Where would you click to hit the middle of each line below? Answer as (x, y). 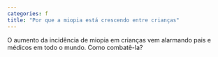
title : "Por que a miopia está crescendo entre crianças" (93, 20)
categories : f (28, 14)
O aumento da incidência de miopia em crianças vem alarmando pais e (109, 40)
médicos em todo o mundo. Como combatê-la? (75, 47)
